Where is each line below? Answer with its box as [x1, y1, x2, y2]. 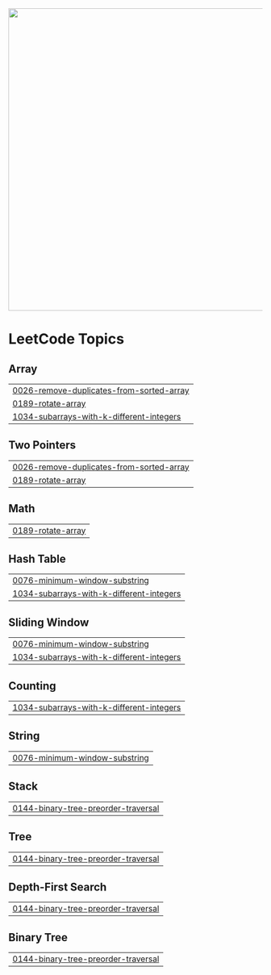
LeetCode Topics [8, 330, 125, 348]
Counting [8, 679, 56, 693]
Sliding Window [8, 615, 90, 629]
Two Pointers [8, 439, 77, 452]
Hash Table [8, 552, 66, 566]
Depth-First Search [8, 880, 107, 894]
